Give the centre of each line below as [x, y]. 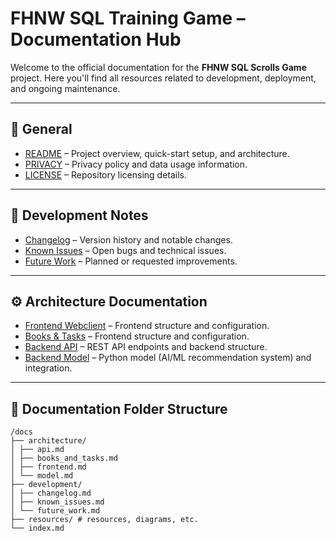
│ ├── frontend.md [48, 467]
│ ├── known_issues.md [57, 502]
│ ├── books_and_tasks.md [64, 458]
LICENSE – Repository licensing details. [106, 174]
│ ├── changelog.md [51, 493]
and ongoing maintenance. [65, 88]
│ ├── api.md [37, 450]
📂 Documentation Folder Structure [119, 408]
